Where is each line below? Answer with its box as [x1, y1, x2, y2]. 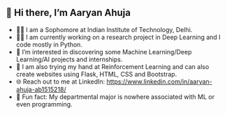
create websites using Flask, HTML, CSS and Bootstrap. [15, 70, 177, 78]
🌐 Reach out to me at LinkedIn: [15, 77, 105, 86]
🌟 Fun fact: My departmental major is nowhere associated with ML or [15, 92, 215, 101]
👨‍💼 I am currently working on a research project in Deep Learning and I [15, 33, 221, 41]
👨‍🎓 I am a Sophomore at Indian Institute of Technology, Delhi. [15, 25, 193, 33]
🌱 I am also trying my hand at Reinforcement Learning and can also [15, 62, 210, 70]
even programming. [15, 100, 73, 108]
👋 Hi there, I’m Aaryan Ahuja [6, 7, 131, 19]
